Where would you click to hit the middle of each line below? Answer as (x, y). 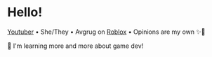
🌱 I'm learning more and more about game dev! (75, 46)
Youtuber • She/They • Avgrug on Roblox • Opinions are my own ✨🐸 (106, 32)
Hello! (25, 12)
